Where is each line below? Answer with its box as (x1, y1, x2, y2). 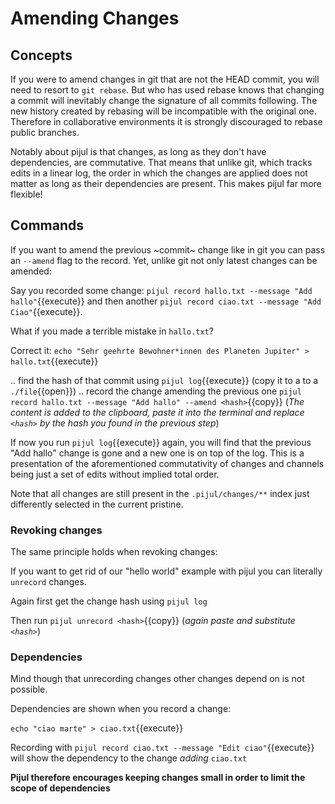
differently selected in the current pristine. (10, 498, 184, 510)
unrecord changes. (10, 576, 87, 588)
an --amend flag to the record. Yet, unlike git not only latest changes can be (10, 254, 318, 266)
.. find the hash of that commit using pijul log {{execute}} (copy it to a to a (10, 374, 319, 386)
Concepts (10, 47, 73, 64)
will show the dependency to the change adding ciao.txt (10, 752, 248, 764)
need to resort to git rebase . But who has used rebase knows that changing (10, 84, 325, 96)
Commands (10, 217, 85, 234)
